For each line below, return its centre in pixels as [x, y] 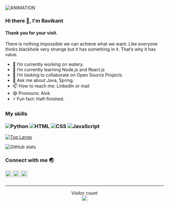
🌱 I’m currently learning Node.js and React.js [59, 70]
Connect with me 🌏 [30, 160]
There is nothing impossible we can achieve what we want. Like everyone [81, 44]
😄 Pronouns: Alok [31, 93]
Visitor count [84, 193]
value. [12, 55]
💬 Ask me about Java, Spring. [43, 80]
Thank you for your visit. [31, 33]
